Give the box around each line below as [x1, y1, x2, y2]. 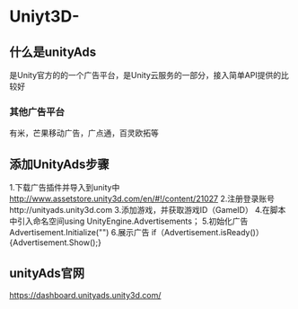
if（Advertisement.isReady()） [151, 227, 264, 238]
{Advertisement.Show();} [9, 237, 101, 248]
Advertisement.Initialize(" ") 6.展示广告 [9, 227, 150, 238]
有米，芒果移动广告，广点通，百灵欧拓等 [9, 128, 159, 138]
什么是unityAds [9, 44, 97, 59]
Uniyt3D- [9, 6, 80, 27]
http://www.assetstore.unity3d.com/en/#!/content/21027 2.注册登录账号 [9, 193, 276, 204]
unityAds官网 [9, 265, 85, 280]
